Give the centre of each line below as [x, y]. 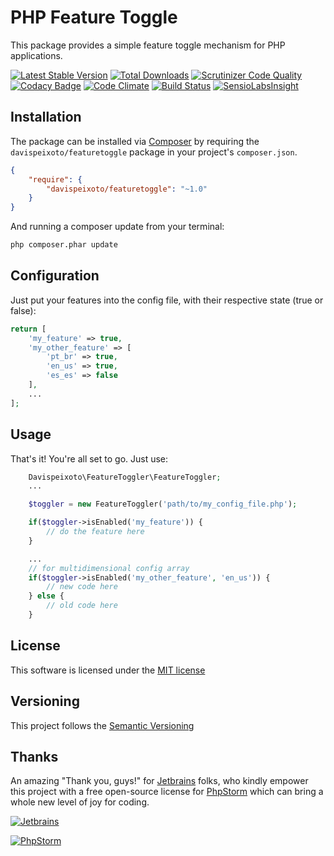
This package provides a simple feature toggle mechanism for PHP [148, 45]
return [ [28, 329]
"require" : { [55, 179]
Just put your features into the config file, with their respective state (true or [167, 300]
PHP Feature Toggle [94, 17]
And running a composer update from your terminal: [117, 227]
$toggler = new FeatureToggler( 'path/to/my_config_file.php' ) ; [163, 504]
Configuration [55, 276]
